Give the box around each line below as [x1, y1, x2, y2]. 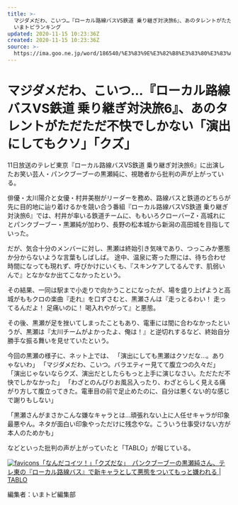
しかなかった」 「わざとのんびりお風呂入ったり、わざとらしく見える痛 [19, 377, 226, 387]
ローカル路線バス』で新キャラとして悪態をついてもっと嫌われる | [31, 467, 222, 476]
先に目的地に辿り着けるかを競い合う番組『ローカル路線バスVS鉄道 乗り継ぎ [7, 202, 229, 211]
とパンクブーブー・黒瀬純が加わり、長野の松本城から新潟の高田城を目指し [7, 220, 225, 228]
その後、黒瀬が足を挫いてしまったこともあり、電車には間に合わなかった [7, 318, 218, 327]
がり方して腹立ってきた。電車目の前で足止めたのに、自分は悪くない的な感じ [7, 387, 230, 395]
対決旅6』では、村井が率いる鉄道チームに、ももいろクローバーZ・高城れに [7, 211, 226, 220]
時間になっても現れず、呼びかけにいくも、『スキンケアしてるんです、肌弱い [7, 262, 225, 270]
